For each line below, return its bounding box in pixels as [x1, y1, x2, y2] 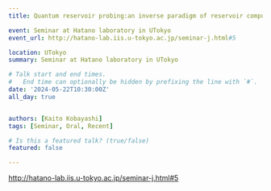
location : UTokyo [8, 48, 67, 56]
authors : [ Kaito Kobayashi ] [8, 114, 103, 122]
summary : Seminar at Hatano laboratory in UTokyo [8, 56, 179, 64]
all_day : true [8, 93, 56, 101]
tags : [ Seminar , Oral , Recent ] [8, 122, 114, 130]
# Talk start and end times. [8, 70, 106, 79]
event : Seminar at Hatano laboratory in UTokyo [8, 26, 172, 35]
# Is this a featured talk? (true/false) [8, 136, 150, 145]
